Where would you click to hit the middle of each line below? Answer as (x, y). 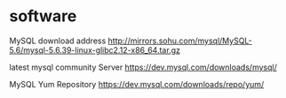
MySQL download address (58, 41)
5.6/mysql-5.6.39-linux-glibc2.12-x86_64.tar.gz (95, 49)
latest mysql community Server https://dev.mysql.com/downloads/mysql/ (143, 67)
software (43, 16)
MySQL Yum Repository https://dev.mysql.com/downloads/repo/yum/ (137, 84)
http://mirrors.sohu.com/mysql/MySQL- (180, 41)
